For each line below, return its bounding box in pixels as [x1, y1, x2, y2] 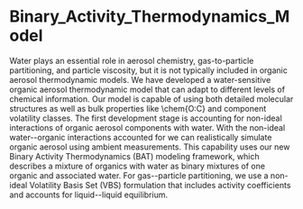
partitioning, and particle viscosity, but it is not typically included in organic [9, 65, 289, 76]
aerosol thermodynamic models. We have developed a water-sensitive [9, 74, 271, 85]
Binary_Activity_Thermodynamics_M [9, 6, 290, 27]
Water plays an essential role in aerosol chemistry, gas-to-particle [9, 55, 254, 66]
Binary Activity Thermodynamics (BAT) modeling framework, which [9, 150, 260, 161]
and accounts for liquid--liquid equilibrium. [9, 189, 169, 200]
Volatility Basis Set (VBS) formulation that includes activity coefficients [29, 179, 291, 190]
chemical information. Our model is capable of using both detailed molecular [9, 93, 294, 104]
